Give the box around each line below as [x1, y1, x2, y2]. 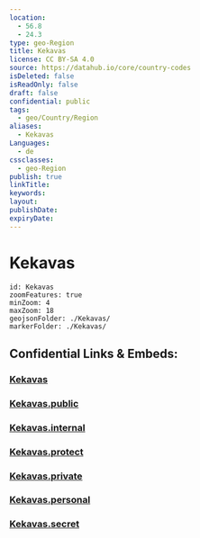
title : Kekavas [9, 47, 67, 56]
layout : [9, 197, 39, 207]
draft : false [9, 88, 59, 97]
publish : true [9, 172, 63, 181]
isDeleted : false [9, 72, 75, 81]
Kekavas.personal [9, 494, 91, 507]
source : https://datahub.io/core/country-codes [9, 64, 192, 73]
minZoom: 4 [9, 298, 50, 307]
